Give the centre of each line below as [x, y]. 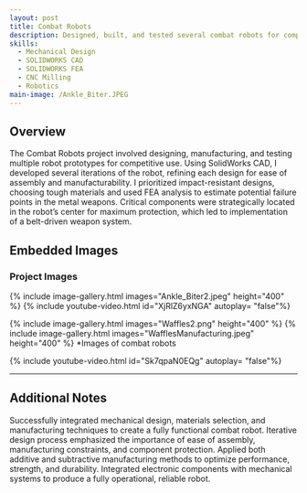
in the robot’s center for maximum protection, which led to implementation [148, 212]
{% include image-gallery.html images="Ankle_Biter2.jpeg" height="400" [147, 296]
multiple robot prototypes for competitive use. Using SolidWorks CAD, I [143, 163]
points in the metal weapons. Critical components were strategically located [152, 202]
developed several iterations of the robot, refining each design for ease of [148, 173]
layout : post [34, 18]
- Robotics [38, 86]
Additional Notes [58, 398]
